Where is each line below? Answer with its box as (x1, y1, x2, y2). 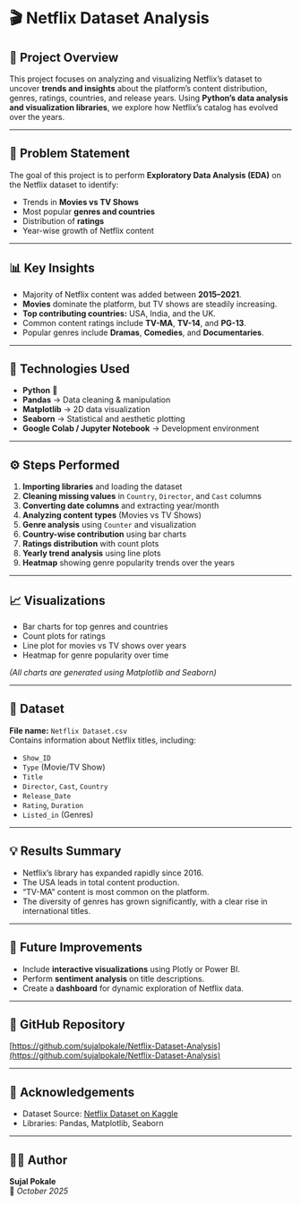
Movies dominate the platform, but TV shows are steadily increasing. (21, 298, 278, 309)
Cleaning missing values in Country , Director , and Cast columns (21, 491, 262, 502)
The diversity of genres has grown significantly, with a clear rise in (21, 896, 268, 907)
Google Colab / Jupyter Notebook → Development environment (21, 423, 260, 434)
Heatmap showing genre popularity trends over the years (21, 557, 236, 568)
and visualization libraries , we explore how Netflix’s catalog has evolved (9, 102, 279, 113)
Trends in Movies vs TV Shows (21, 196, 139, 207)
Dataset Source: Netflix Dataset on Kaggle (21, 1108, 178, 1119)
